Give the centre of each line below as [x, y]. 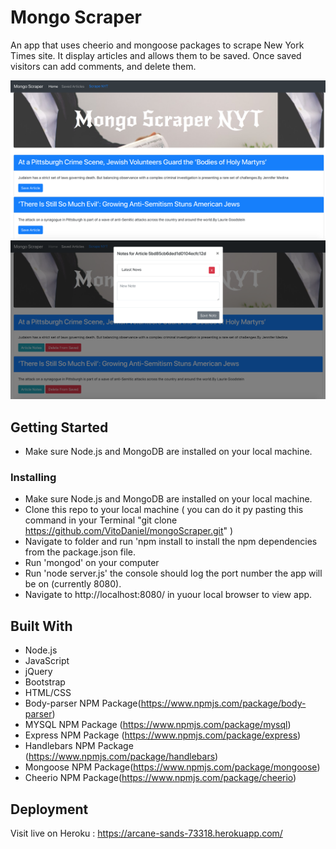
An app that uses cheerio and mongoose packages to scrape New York [157, 45]
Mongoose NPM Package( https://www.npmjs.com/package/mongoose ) [172, 767]
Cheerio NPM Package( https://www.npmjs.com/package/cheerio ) [160, 778]
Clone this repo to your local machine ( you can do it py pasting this [164, 510]
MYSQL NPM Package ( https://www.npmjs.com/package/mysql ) [158, 725]
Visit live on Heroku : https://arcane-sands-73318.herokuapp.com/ [146, 833]
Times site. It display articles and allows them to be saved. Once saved [156, 55]
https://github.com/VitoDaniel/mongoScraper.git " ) [129, 531]
